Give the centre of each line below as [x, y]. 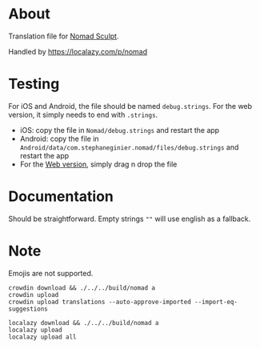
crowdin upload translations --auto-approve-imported [100, 302]
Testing [34, 84]
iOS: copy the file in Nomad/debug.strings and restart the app [120, 130]
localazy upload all [43, 337]
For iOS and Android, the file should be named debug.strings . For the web [130, 106]
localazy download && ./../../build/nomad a [84, 323]
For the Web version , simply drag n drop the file [98, 164]
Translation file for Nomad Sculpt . [64, 36]
